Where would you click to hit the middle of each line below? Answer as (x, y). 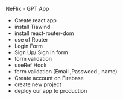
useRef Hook (30, 65)
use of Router (31, 39)
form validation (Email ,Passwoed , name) (66, 71)
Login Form (29, 46)
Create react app (35, 20)
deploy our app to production (51, 91)
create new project (38, 84)
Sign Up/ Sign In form (41, 52)
